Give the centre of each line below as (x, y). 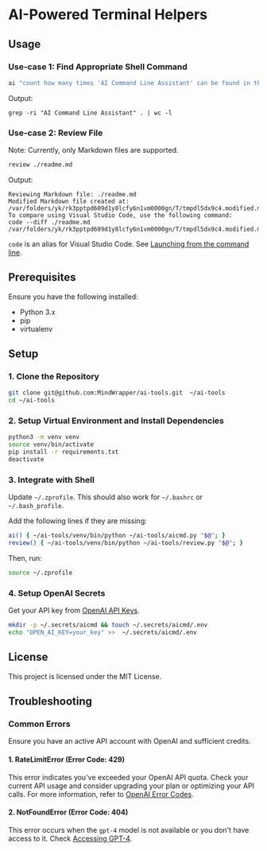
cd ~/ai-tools (32, 400)
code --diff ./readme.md (49, 222)
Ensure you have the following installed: (74, 297)
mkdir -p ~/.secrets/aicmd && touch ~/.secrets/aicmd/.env (108, 625)
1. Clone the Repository (54, 377)
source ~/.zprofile (41, 573)
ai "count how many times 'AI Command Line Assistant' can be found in (129, 83)
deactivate (26, 460)
